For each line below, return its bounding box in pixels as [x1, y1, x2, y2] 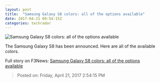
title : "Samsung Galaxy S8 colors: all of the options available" [5, 12, 145, 17]
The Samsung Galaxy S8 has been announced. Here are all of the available [5, 43, 156, 49]
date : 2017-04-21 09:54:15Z [5, 16, 62, 21]
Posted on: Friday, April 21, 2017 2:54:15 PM [17, 72, 105, 78]
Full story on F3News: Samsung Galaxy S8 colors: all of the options [5, 58, 140, 64]
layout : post [5, 7, 32, 12]
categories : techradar [5, 20, 51, 26]
